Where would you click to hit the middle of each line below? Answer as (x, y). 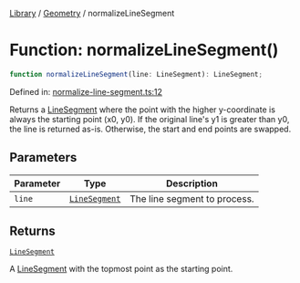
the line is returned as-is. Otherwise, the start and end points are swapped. (150, 129)
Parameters (43, 157)
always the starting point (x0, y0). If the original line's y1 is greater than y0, (150, 119)
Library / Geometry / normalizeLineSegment (92, 13)
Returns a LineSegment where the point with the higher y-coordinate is (143, 110)
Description (192, 183)
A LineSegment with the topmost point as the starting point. (121, 269)
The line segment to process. (191, 198)
